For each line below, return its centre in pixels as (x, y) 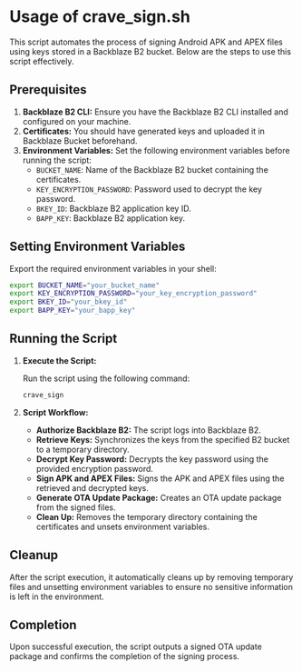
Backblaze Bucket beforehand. (80, 140)
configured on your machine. (77, 121)
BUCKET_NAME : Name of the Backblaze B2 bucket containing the (152, 169)
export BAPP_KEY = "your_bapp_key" (73, 311)
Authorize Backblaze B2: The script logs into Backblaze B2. (148, 430)
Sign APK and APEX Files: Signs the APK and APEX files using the (160, 478)
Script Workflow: (55, 412)
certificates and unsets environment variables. (123, 526)
